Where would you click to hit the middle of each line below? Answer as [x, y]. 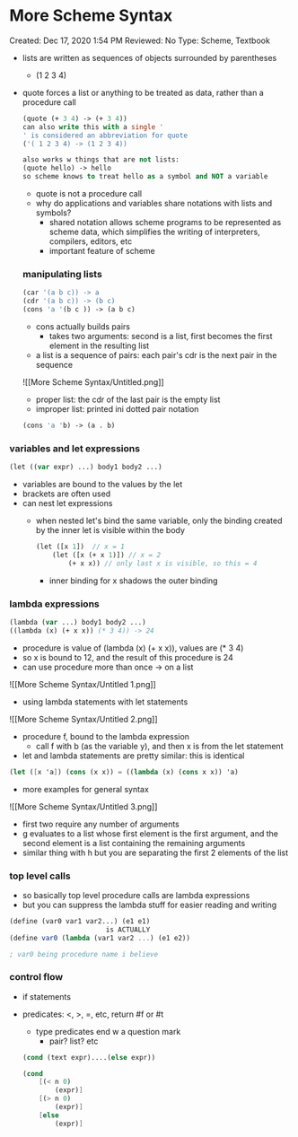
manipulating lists [62, 274]
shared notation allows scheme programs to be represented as [165, 223]
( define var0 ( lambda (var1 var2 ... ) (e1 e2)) [100, 938]
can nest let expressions [67, 503]
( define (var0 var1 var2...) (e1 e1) [80, 921]
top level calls [40, 876]
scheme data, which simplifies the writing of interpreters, [154, 232]
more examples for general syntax [86, 789]
